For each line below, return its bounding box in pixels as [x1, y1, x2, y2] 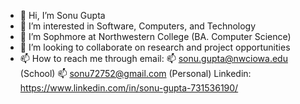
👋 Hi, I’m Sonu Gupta [19, 10, 106, 21]
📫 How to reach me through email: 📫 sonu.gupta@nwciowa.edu [19, 53, 288, 64]
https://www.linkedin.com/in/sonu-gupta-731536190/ [19, 82, 239, 94]
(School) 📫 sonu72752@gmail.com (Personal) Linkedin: [19, 68, 252, 79]
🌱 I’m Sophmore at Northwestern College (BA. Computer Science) [19, 31, 292, 42]
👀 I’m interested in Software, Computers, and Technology [19, 20, 257, 32]
